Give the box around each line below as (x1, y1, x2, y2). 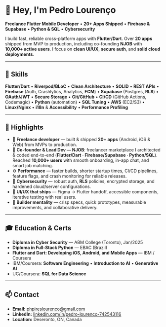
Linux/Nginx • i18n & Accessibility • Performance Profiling (5, 104, 128, 110)
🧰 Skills (5, 70, 28, 78)
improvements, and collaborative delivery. (12, 204, 98, 210)
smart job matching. (12, 162, 53, 168)
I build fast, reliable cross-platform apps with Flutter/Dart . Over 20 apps (5, 36, 152, 41)
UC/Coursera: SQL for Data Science (12, 271, 86, 277)
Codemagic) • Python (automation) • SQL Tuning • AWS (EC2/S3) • (5, 99, 145, 105)
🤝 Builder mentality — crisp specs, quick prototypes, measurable (12, 199, 147, 205)
